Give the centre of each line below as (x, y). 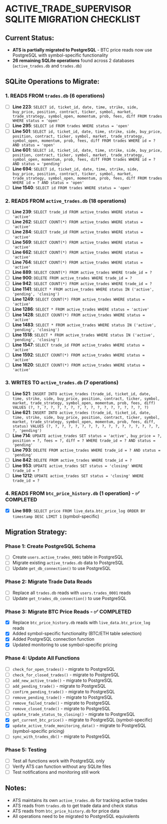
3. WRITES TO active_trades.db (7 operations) (62, 383)
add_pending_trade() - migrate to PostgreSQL (59, 686)
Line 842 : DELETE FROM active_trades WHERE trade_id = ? (72, 460)
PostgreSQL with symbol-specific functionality (60, 55)
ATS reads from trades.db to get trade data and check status (75, 805)
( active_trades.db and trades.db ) (47, 66)
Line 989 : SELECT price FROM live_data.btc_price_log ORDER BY (79, 510)
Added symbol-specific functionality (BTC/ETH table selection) (77, 634)
